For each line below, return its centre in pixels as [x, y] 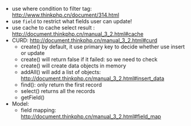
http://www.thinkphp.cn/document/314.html [65, 15]
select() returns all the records [58, 91]
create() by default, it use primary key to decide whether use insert [103, 47]
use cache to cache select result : [53, 27]
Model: [20, 104]
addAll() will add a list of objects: [61, 72]
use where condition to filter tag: [52, 9]
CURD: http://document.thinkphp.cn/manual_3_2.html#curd [84, 40]
